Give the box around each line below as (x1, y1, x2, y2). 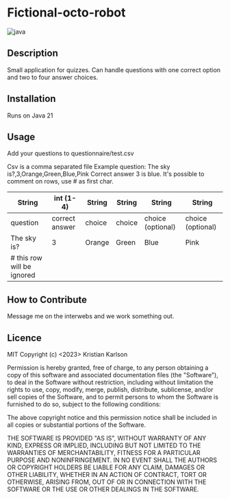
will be (10, 262, 32, 271)
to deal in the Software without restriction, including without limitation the (7, 378, 214, 386)
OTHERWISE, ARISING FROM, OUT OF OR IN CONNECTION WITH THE (7, 478, 207, 486)
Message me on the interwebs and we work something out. (7, 312, 175, 320)
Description (7, 47, 58, 59)
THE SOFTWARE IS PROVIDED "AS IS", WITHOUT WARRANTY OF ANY (7, 434, 207, 442)
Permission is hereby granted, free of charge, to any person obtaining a (7, 364, 209, 372)
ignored (10, 270, 36, 280)
